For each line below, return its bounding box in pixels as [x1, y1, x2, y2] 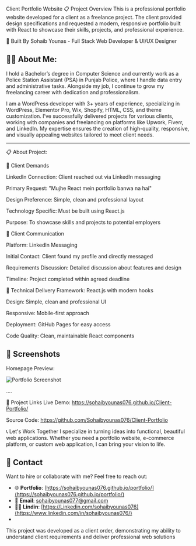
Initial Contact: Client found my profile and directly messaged [6, 252, 153, 260]
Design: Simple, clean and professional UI [6, 298, 107, 305]
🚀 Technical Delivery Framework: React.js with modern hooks [6, 286, 153, 294]
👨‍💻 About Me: [6, 54, 57, 64]
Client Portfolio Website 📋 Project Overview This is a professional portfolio [6, 5, 186, 12]
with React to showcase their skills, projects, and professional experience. [6, 26, 184, 33]
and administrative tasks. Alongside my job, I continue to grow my [6, 82, 164, 90]
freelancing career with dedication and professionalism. [6, 88, 140, 95]
